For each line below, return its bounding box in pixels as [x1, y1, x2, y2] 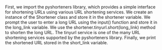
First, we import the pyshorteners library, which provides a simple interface [5, 4, 156, 10]
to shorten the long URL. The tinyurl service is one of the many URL [5, 30, 141, 35]
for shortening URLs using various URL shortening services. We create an [5, 9, 153, 15]
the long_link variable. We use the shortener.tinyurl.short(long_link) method [5, 25, 156, 30]
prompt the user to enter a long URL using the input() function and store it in [5, 19, 157, 25]
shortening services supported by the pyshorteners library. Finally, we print [5, 35, 156, 40]
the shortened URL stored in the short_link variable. [5, 40, 108, 45]
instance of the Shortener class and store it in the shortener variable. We [5, 14, 151, 20]
